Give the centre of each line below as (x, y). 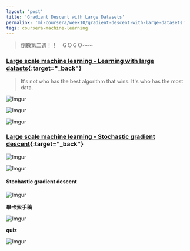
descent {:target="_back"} (45, 144)
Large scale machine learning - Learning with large (80, 61)
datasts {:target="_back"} (44, 68)
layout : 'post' (25, 11)
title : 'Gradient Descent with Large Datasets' (66, 17)
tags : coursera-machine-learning (47, 28)
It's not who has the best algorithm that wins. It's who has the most (102, 81)
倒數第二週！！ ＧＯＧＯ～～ (56, 45)
